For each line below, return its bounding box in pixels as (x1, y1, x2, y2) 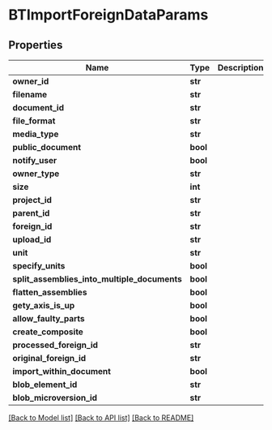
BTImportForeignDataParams (8, 6, 209, 24)
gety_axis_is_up (12, 300, 75, 311)
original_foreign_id (12, 353, 87, 363)
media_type (12, 128, 59, 140)
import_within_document (12, 366, 112, 376)
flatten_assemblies (12, 286, 87, 298)
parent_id (12, 208, 50, 218)
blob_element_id (12, 379, 78, 390)
